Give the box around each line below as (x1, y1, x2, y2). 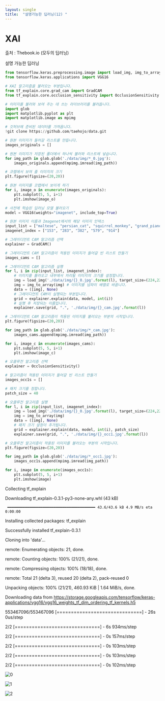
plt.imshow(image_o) (14, 197, 56, 202)
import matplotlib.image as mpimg (5, 115, 76, 121)
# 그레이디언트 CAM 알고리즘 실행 (5, 264, 63, 269)
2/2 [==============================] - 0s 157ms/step (5, 633, 136, 639)
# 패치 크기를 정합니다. (5, 386, 47, 391)
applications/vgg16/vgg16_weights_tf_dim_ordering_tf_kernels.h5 (5, 599, 136, 605)
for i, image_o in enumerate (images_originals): (5, 188, 107, 193)
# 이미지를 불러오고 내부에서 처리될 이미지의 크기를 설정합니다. (14, 273, 125, 279)
